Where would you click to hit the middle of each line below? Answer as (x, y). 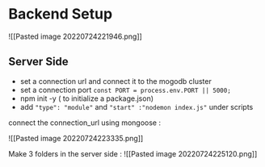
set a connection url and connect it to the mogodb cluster (116, 81)
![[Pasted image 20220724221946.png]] (76, 36)
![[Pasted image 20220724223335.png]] (76, 138)
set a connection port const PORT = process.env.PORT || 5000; (126, 90)
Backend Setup (61, 14)
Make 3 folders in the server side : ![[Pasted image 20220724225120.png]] (133, 153)
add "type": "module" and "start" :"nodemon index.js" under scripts (137, 106)
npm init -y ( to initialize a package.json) (87, 98)
